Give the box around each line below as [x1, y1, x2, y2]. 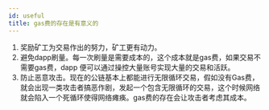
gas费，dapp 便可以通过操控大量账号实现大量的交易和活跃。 [34, 62, 235, 72]
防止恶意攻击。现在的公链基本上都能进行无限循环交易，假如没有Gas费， [19, 72, 259, 82]
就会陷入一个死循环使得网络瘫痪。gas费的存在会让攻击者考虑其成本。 [19, 92, 251, 102]
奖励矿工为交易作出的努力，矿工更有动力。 [19, 42, 162, 52]
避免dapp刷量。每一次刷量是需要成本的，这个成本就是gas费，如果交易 [19, 52, 255, 62]
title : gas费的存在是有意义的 [8, 19, 99, 27]
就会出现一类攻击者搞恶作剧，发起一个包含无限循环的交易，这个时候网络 [19, 82, 260, 92]
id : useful [8, 11, 45, 20]
